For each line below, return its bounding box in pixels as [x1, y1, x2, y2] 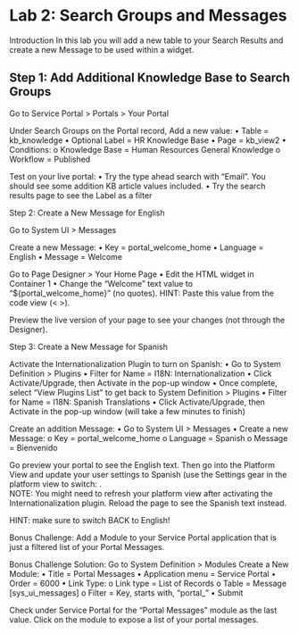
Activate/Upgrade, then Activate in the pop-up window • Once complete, [9, 377, 278, 388]
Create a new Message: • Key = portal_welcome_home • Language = [9, 242, 264, 253]
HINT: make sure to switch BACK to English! [9, 514, 170, 525]
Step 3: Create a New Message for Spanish [9, 341, 168, 352]
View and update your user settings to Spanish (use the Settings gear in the [9, 469, 287, 480]
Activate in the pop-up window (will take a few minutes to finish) [9, 405, 245, 416]
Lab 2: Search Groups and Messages [9, 5, 287, 26]
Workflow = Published [9, 154, 91, 164]
